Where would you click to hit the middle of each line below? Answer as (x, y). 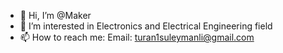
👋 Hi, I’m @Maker (55, 15)
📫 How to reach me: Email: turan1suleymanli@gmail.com (137, 37)
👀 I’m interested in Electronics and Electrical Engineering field (146, 26)
